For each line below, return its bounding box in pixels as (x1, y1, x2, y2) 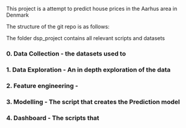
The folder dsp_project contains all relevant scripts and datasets (6, 35, 165, 41)
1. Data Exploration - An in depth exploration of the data (6, 65, 171, 74)
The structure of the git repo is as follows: (6, 23, 110, 30)
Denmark (6, 11, 29, 19)
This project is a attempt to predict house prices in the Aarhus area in (6, 5, 178, 12)
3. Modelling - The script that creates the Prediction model (6, 97, 180, 106)
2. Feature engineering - (6, 81, 79, 90)
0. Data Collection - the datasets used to (6, 49, 126, 57)
